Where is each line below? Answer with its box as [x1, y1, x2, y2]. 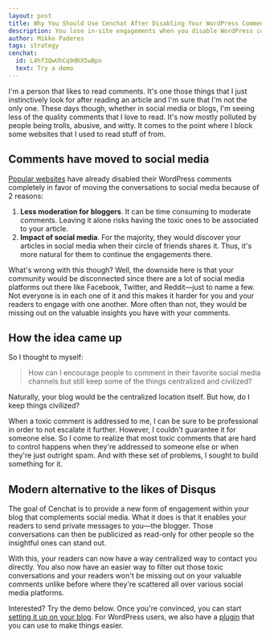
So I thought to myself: [8, 352, 84, 362]
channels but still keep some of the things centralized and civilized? [27, 376, 252, 387]
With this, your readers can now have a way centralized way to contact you [8, 553, 257, 564]
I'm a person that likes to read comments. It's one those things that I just [8, 86, 247, 96]
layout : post [8, 11, 52, 20]
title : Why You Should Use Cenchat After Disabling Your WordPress [8, 19, 239, 27]
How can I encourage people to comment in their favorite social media [27, 368, 261, 378]
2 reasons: [8, 191, 44, 201]
